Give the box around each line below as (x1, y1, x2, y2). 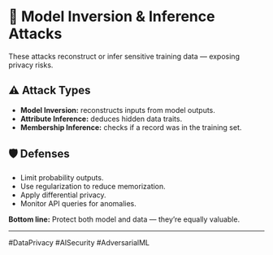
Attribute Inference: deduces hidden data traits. (19, 114, 183, 123)
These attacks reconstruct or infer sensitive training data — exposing (8, 51, 240, 61)
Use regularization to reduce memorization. (19, 181, 167, 191)
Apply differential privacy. (19, 190, 107, 200)
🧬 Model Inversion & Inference (8, 7, 215, 26)
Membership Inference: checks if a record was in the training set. (19, 122, 242, 132)
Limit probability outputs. (19, 172, 104, 182)
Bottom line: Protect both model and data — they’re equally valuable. (8, 214, 240, 224)
